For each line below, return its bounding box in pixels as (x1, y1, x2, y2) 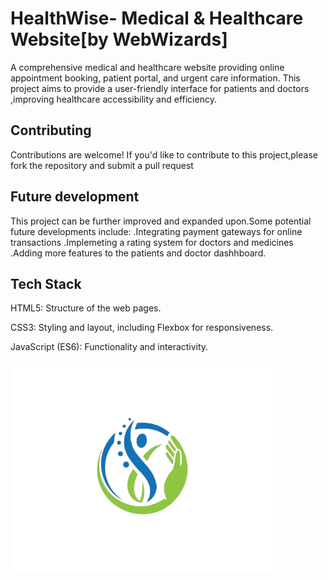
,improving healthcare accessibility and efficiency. (10, 93, 217, 105)
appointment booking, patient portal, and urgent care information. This (10, 72, 301, 84)
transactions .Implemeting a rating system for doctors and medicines (10, 236, 294, 248)
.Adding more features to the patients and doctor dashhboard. (10, 247, 267, 259)
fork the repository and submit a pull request (10, 159, 194, 171)
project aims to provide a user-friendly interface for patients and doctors (10, 82, 310, 94)
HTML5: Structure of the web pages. (10, 302, 162, 314)
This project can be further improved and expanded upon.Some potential (10, 215, 312, 227)
